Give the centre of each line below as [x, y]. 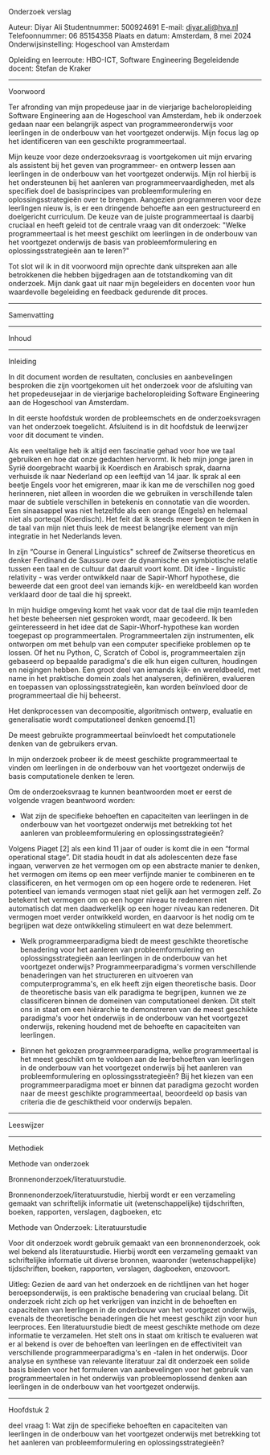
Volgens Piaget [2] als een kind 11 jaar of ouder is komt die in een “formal [129, 848]
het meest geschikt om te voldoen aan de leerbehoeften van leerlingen [137, 1059]
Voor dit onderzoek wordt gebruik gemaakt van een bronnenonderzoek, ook [134, 1243]
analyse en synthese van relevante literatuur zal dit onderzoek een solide [129, 1361]
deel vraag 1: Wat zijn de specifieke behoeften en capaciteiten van [118, 1425]
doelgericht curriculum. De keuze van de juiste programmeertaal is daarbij [131, 217]
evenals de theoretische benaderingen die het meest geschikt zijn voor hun [133, 1318]
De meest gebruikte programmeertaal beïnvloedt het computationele [122, 735]
